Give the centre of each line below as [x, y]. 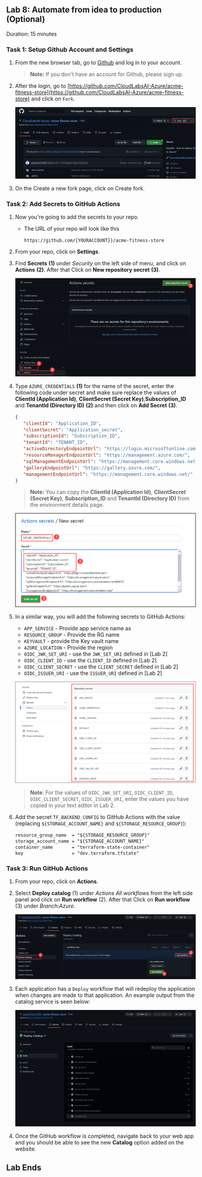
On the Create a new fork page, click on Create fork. [80, 188]
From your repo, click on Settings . [57, 252]
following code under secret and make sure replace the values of [95, 392]
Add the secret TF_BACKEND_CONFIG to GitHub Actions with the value [97, 817]
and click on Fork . [53, 99]
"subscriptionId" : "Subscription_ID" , [72, 436]
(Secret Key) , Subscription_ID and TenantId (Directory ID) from [110, 498]
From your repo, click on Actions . [57, 881]
